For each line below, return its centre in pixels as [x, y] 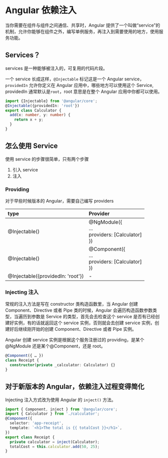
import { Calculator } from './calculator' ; [52, 414]
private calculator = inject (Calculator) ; [55, 442]
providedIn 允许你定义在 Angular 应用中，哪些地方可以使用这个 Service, [79, 85]
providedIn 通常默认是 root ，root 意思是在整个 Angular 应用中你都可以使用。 [84, 91]
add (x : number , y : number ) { [40, 115]
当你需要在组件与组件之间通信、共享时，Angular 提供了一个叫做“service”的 [83, 25]
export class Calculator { [33, 110]
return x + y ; [29, 120]
